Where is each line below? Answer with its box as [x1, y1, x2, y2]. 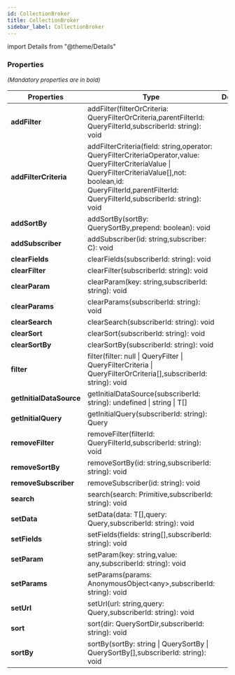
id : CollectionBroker [7, 10, 71, 17]
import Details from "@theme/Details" [7, 43, 117, 51]
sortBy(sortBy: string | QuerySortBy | [87, 639, 209, 648]
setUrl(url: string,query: [87, 599, 164, 609]
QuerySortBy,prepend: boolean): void [87, 222, 211, 232]
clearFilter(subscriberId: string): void [87, 265, 208, 275]
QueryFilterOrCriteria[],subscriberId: [87, 369, 208, 378]
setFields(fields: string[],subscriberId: [87, 530, 212, 539]
